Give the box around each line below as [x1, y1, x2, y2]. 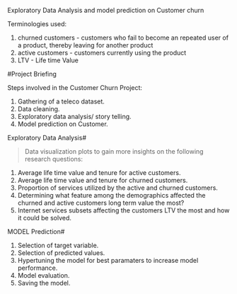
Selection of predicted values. [17, 249, 105, 257]
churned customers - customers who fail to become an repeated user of [17, 33, 229, 42]
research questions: [24, 155, 83, 163]
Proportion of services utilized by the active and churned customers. [17, 183, 218, 192]
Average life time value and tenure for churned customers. [17, 176, 188, 184]
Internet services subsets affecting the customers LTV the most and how [17, 206, 230, 215]
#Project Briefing [7, 70, 57, 78]
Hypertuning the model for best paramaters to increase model [17, 256, 199, 264]
